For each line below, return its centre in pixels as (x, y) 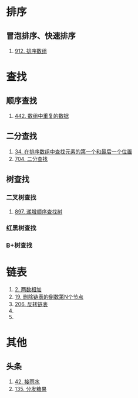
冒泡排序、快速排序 (41, 36)
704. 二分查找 (31, 159)
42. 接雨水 (27, 381)
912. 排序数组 (31, 51)
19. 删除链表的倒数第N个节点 (49, 297)
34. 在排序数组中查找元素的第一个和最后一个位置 (73, 152)
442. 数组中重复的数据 (42, 116)
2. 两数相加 (28, 290)
